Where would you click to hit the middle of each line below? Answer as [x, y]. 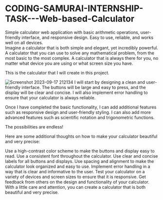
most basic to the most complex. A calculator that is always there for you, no [82, 58]
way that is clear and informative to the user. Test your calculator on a [75, 171]
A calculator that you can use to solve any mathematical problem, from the [80, 53]
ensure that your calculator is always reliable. [50, 97]
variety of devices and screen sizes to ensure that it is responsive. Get [75, 177]
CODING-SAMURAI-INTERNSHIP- [74, 9]
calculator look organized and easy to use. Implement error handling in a [78, 166]
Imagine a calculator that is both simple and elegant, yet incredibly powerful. [81, 48]
